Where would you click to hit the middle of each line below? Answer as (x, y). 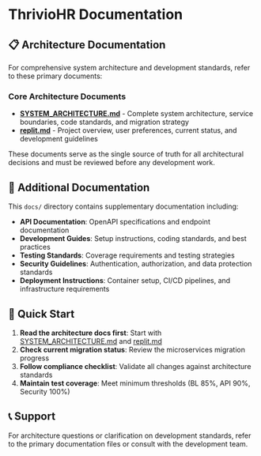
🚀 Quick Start (42, 314)
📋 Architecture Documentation (87, 45)
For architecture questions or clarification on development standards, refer (130, 435)
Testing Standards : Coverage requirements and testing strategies (127, 255)
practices (35, 247)
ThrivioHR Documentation (96, 15)
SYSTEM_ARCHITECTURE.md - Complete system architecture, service (136, 114)
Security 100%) (45, 391)
